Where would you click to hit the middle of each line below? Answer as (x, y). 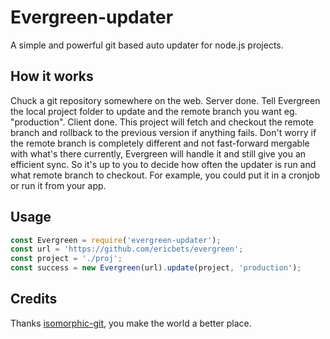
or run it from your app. (58, 185)
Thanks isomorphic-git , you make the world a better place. (131, 323)
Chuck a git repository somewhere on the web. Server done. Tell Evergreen (165, 100)
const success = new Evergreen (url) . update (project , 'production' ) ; (156, 268)
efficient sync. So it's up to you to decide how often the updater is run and (163, 164)
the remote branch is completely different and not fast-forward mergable (160, 143)
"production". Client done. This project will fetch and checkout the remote (162, 122)
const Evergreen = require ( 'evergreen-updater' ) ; (116, 240)
